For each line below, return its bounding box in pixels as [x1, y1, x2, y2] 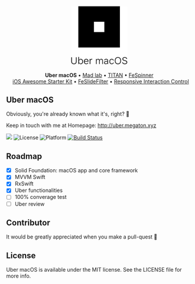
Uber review [14, 200, 45, 207]
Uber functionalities [14, 187, 63, 194]
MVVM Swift [14, 174, 45, 181]
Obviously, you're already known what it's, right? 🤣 [6, 110, 130, 117]
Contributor [6, 217, 50, 227]
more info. [6, 272, 31, 280]
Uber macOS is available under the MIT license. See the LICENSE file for [6, 266, 182, 273]
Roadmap [6, 151, 43, 161]
